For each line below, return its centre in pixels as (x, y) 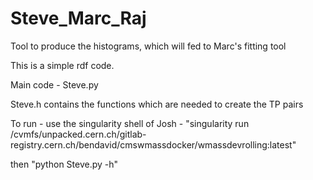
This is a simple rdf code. (62, 65)
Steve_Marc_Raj (78, 18)
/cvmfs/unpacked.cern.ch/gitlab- (78, 134)
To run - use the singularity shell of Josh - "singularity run (130, 123)
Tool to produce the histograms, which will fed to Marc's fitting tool (148, 46)
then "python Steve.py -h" (64, 164)
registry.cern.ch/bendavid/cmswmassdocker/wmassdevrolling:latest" (153, 144)
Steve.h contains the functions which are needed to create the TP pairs (157, 104)
